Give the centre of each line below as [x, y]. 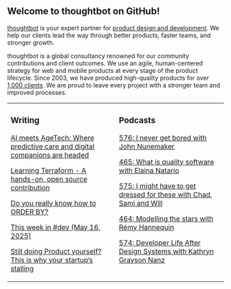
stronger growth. [31, 42]
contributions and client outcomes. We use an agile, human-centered [105, 63]
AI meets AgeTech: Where [53, 138]
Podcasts [137, 120]
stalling [22, 268]
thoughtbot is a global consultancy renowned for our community [98, 56]
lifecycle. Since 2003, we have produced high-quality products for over [108, 78]
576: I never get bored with [163, 138]
